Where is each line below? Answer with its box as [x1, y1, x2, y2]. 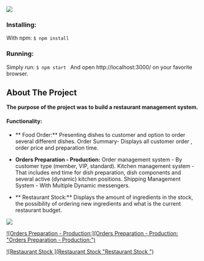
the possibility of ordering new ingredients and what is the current [15, 200, 181, 207]
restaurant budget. [15, 206, 62, 214]
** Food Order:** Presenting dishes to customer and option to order [15, 131, 186, 138]
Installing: [6, 20, 37, 29]
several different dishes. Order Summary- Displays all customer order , [15, 137, 193, 145]
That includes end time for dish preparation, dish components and [15, 169, 181, 176]
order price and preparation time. [15, 144, 99, 151]
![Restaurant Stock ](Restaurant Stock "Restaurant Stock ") [6, 248, 154, 255]
